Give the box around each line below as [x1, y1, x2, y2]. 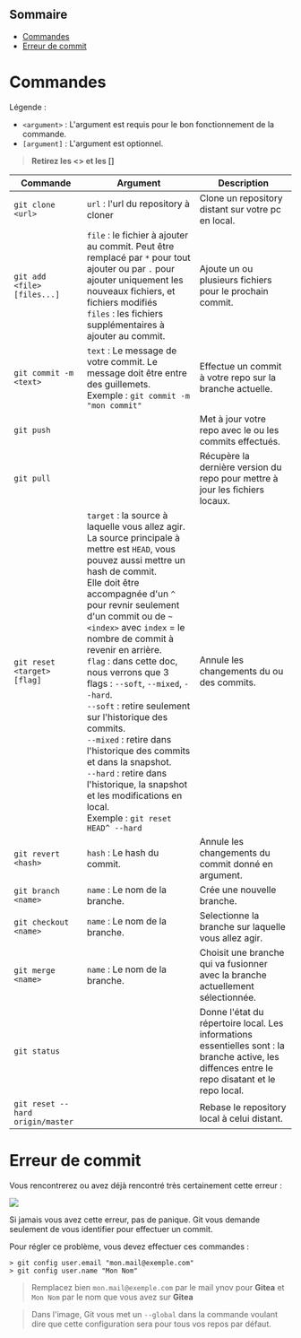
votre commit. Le [86, 355, 159, 368]
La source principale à [86, 531, 181, 543]
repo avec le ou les [199, 423, 279, 436]
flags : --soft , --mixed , [86, 677, 182, 690]
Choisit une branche [199, 946, 285, 959]
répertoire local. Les [199, 1017, 284, 1030]
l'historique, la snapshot [86, 778, 188, 790]
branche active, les [199, 1050, 279, 1063]
